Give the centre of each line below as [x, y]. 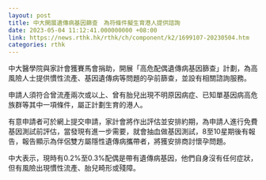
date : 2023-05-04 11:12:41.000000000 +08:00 [83, 30]
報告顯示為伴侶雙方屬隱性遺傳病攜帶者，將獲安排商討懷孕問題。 [126, 141]
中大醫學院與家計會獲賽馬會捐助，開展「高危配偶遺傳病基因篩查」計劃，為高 [133, 69]
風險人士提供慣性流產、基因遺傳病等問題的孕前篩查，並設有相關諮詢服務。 [129, 78]
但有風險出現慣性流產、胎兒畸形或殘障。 [74, 168]
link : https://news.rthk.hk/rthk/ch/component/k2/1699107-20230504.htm [129, 37]
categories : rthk [37, 45]
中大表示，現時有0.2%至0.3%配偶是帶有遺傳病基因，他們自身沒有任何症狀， [133, 158]
